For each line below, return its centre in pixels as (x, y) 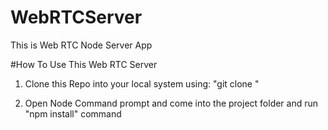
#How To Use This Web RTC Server (84, 64)
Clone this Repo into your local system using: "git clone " (142, 83)
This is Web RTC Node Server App (81, 45)
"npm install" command (73, 113)
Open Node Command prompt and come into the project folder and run (171, 103)
